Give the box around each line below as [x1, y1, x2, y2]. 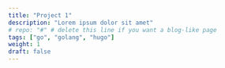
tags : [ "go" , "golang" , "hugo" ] [8, 33, 114, 41]
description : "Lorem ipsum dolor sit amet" [8, 19, 154, 27]
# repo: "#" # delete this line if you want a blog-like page [8, 26, 217, 34]
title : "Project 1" [8, 11, 73, 20]
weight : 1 [8, 41, 41, 48]
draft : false [8, 48, 51, 55]
